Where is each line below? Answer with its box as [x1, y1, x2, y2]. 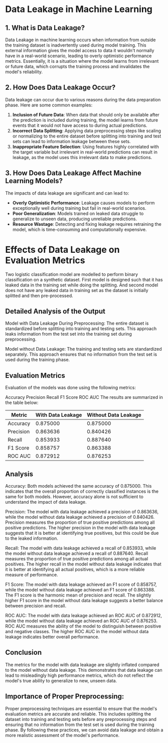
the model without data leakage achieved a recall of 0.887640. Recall [5, 550, 148, 556]
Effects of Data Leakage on [5, 244, 120, 255]
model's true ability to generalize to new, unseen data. [5, 677, 117, 683]
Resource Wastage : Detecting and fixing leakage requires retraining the [12, 221, 161, 227]
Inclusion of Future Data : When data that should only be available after [12, 111, 159, 117]
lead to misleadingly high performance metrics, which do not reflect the [5, 672, 153, 678]
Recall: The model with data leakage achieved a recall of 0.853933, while [5, 545, 156, 551]
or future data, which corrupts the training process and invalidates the [5, 64, 150, 69]
